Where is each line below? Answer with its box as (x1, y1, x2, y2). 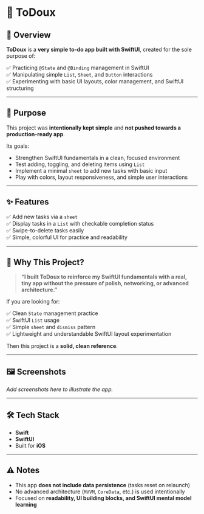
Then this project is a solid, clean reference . (6, 342, 118, 350)
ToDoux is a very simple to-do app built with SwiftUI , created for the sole (6, 46, 192, 53)
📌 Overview (6, 30, 51, 40)
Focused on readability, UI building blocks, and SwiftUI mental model (15, 494, 192, 501)
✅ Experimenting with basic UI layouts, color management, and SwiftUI (6, 78, 184, 85)
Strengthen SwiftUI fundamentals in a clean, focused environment (15, 154, 180, 161)
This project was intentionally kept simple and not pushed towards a (6, 124, 181, 131)
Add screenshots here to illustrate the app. (6, 386, 114, 393)
